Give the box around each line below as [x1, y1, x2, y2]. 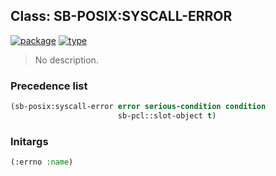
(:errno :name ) [10, 157, 74, 168]
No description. [34, 54, 99, 66]
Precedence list [10, 79, 88, 93]
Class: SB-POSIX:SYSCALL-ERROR [10, 8, 233, 25]
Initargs [10, 134, 49, 148]
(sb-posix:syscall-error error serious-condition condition [10, 102, 267, 112]
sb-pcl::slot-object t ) [117, 110, 217, 121]
